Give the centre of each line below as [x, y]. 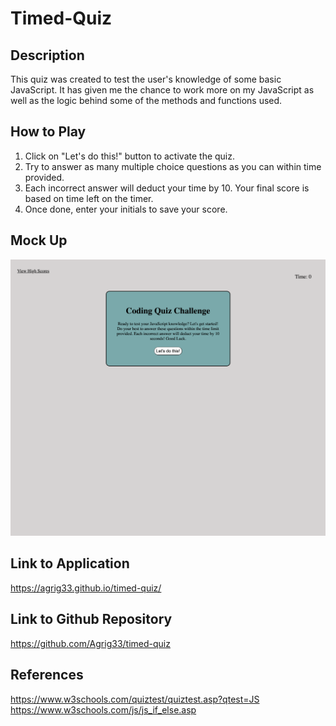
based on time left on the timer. [89, 198]
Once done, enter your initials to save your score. [126, 209]
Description [47, 55]
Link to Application [70, 563]
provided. [44, 177]
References [47, 675]
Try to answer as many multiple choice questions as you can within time [173, 166]
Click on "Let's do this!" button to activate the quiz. [130, 156]
